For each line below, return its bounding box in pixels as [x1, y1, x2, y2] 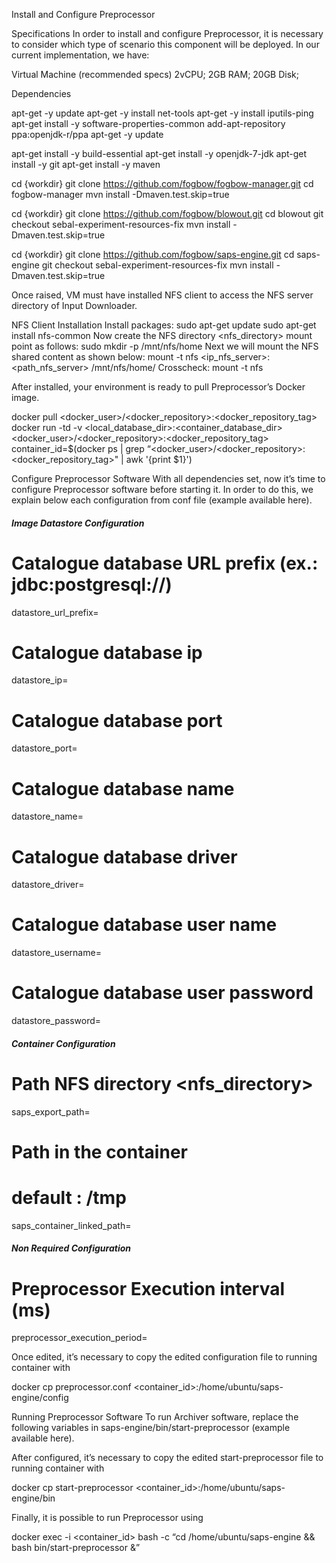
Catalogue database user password [11, 982, 314, 1004]
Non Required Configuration [11, 1242, 132, 1254]
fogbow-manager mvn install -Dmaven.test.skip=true [11, 189, 230, 200]
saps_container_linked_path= [11, 1219, 132, 1231]
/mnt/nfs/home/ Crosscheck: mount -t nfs [90, 362, 264, 373]
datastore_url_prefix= [11, 606, 99, 618]
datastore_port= [11, 742, 78, 754]
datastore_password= [11, 1015, 102, 1027]
